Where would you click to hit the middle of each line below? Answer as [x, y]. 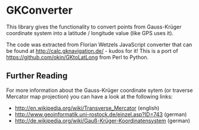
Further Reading [37, 76]
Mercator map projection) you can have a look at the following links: [89, 96]
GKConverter [39, 10]
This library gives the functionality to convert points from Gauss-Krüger [94, 27]
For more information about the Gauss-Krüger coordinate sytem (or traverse [99, 90]
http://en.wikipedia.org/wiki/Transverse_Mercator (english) [87, 108]
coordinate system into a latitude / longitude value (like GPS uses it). [90, 33]
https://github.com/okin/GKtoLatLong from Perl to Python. [77, 57]
